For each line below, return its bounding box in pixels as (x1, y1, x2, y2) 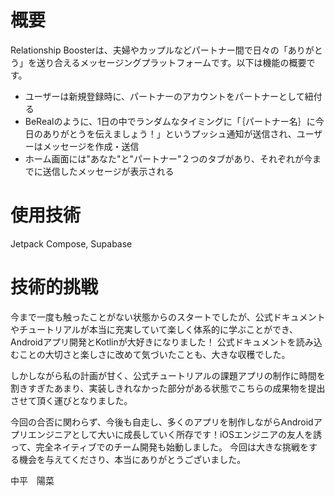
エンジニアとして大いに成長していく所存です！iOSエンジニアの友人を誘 (27, 428, 322, 440)
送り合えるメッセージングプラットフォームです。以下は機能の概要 (36, 56, 307, 68)
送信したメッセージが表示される (42, 165, 175, 177)
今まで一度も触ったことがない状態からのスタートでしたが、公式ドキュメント (10, 311, 326, 323)
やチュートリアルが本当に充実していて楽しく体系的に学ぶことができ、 (10, 323, 299, 335)
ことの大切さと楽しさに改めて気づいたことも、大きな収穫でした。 (18, 348, 291, 360)
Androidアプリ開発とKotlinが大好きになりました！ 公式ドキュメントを (10, 336, 297, 348)
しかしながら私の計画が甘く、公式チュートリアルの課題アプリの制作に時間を (10, 369, 326, 381)
